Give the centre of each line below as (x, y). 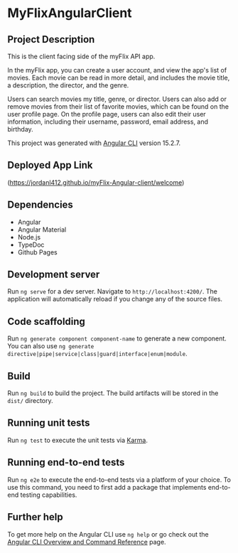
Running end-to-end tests (66, 462)
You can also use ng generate (51, 346)
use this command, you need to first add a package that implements (107, 487)
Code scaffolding (46, 321)
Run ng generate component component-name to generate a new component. (117, 338)
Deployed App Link (50, 165)
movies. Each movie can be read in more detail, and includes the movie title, (119, 77)
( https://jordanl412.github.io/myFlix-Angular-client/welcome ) (96, 182)
